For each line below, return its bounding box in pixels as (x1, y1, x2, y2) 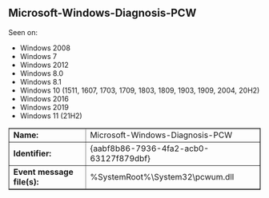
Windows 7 (19, 51, 58, 61)
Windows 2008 (19, 43, 70, 53)
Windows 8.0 (19, 68, 64, 78)
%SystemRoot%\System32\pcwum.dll (90, 171, 235, 182)
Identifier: (13, 148, 52, 159)
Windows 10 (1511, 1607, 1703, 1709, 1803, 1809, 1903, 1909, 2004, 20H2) (19, 85, 260, 95)
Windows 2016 (19, 93, 70, 103)
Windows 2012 (19, 60, 70, 69)
